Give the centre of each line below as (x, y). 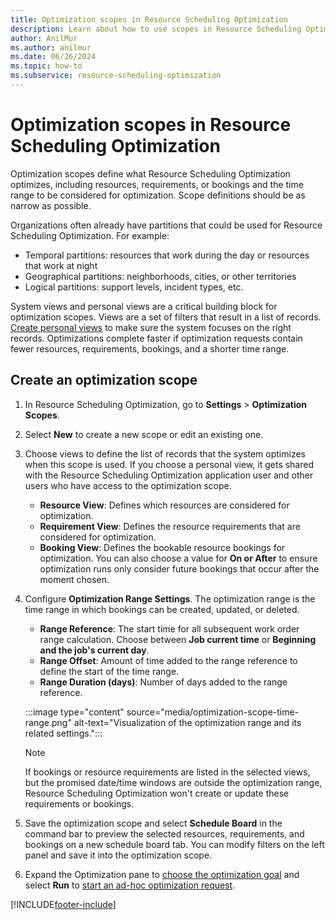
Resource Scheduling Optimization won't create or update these (157, 793)
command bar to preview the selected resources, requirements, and (164, 833)
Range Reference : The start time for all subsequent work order (169, 628)
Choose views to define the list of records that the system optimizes (165, 453)
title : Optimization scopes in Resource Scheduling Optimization (149, 19)
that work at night (61, 265)
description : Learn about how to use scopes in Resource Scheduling (156, 29)
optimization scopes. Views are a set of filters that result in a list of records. (166, 317)
